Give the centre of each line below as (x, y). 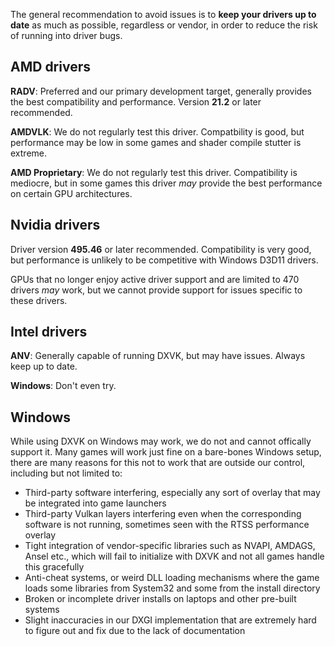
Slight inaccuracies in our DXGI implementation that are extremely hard (170, 620)
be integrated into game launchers (95, 503)
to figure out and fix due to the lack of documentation (135, 631)
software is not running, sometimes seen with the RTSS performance (167, 525)
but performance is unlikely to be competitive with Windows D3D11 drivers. (164, 260)
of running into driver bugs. (66, 35)
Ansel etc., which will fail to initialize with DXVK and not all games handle (174, 556)
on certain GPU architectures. (71, 193)
